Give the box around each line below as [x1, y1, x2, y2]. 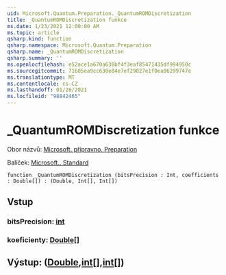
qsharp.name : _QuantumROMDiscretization [7, 49, 125, 56]
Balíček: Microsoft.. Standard [7, 158, 89, 167]
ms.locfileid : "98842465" [7, 93, 81, 100]
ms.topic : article [7, 29, 60, 36]
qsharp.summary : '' [7, 55, 63, 62]
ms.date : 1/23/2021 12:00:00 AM [7, 23, 99, 29]
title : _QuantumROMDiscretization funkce [7, 16, 127, 23]
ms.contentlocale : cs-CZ [7, 80, 78, 87]
